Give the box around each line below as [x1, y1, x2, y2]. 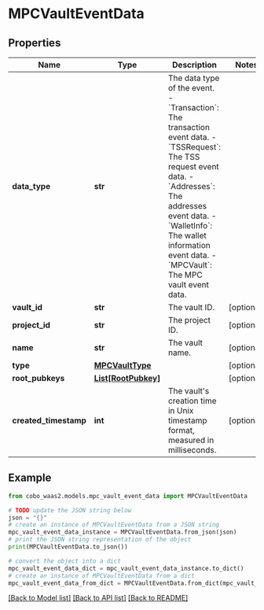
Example [8, 471, 52, 485]
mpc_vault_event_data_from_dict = [8, 579, 122, 587]
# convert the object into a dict [8, 556, 122, 565]
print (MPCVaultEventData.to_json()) [8, 543, 128, 551]
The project [167, 315, 211, 325]
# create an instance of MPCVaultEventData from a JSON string [8, 521, 220, 529]
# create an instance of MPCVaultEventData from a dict [8, 571, 195, 579]
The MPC [167, 269, 203, 280]
